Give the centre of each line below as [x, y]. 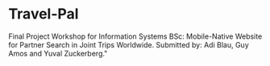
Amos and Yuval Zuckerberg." [58, 53]
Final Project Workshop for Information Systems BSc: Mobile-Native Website [135, 36]
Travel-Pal [44, 14]
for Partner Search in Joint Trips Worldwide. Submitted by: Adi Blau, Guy [129, 44]
